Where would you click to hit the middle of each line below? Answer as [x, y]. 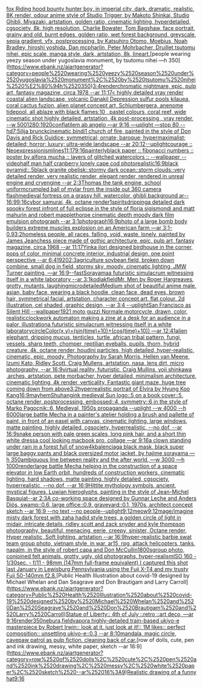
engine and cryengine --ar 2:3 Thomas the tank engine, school [84, 182]
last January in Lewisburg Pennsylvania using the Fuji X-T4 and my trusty [98, 569]
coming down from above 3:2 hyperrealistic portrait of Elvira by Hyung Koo [98, 389]
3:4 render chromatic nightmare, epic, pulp [144, 86]
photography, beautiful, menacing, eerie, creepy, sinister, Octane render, [97, 530]
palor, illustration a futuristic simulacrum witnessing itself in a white [89, 324]
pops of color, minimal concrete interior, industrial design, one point [90, 253]
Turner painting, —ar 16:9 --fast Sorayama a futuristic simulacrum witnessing [100, 273]
